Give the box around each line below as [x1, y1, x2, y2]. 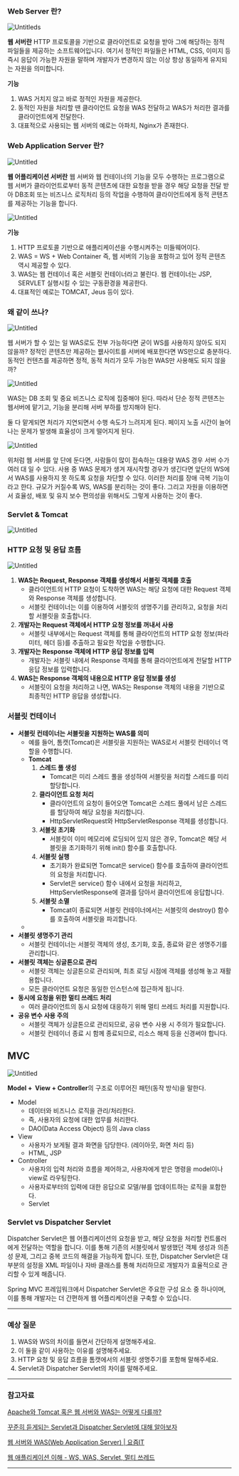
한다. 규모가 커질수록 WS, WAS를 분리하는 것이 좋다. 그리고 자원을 [20, 482, 204, 491]
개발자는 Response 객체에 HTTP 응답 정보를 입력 [17, 647, 154, 656]
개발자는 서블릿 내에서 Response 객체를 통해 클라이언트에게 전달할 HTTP [28, 656, 232, 665]
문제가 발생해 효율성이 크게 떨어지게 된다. [20, 426, 135, 435]
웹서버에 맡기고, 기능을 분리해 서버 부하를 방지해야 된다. [7, 402, 161, 411]
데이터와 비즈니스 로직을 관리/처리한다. [28, 1106, 136, 1115]
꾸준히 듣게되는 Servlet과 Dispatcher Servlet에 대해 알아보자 [7, 1423, 178, 1432]
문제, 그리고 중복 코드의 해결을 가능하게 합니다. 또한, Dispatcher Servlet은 [14, 1252, 221, 1260]
